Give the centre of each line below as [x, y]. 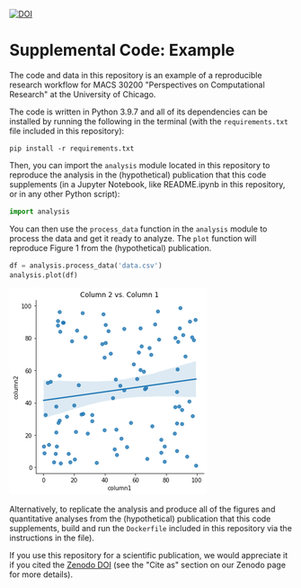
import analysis [40, 212]
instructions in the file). [52, 538]
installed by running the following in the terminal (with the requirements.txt [149, 121]
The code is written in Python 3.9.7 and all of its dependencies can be [138, 112]
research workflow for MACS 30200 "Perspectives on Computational [137, 85]
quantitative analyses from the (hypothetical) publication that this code [140, 519]
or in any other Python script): [65, 194]
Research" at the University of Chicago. [83, 94]
